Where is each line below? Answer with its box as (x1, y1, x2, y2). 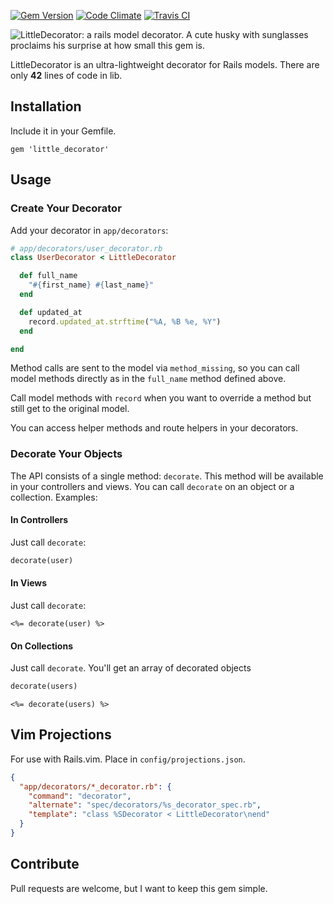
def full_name (19, 271, 78, 281)
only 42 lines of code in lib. (10, 70, 123, 81)
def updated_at (19, 307, 83, 317)
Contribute (10, 856, 80, 873)
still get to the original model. (10, 403, 130, 415)
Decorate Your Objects (10, 447, 123, 461)
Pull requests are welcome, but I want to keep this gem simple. (10, 882, 268, 894)
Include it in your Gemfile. (10, 125, 117, 137)
